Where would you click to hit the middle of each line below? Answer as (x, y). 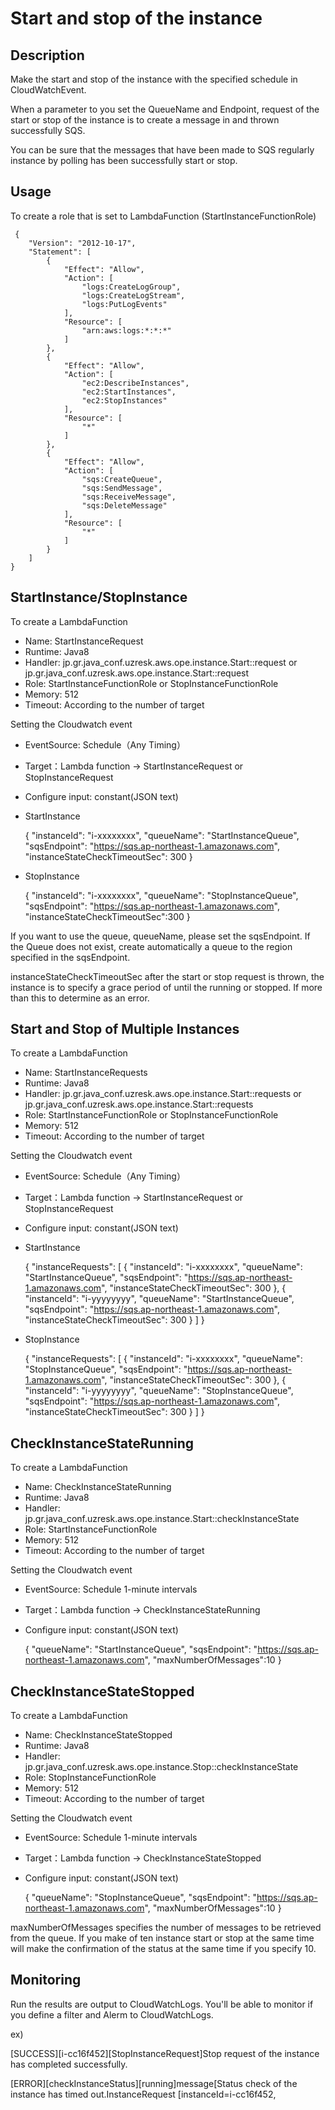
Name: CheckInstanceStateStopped (98, 1735)
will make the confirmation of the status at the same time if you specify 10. (163, 1949)
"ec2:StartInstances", (129, 392)
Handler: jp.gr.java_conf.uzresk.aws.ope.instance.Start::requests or (163, 1094)
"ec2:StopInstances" (124, 400)
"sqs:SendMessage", (122, 488)
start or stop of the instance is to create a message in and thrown (145, 120)
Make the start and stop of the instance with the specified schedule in (154, 79)
